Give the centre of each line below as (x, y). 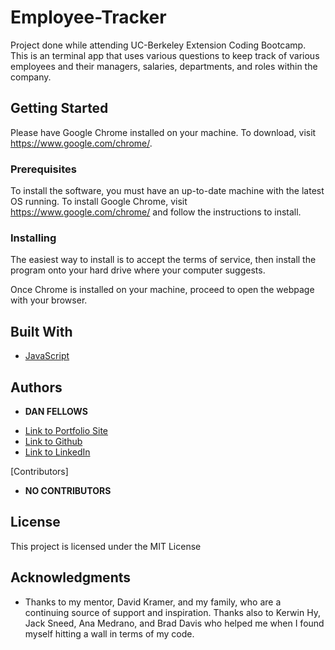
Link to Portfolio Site (66, 430)
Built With (41, 331)
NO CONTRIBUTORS (68, 490)
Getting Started (59, 108)
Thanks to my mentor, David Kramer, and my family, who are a (153, 602)
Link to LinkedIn (57, 452)
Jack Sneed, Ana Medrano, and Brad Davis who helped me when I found (174, 623)
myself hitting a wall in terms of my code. (109, 633)
